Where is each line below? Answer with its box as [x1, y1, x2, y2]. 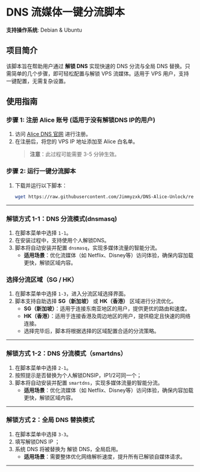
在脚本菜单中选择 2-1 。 [14, 364, 72, 371]
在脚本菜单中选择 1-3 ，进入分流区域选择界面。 [14, 290, 129, 297]
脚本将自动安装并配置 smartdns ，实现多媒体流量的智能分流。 [14, 379, 164, 386]
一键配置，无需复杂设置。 [6, 77, 69, 84]
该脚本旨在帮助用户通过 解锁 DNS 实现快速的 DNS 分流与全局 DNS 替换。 [6, 62, 186, 69]
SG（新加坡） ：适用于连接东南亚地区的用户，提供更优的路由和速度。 [23, 305, 190, 312]
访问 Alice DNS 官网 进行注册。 [14, 131, 91, 138]
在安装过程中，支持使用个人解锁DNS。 [14, 236, 110, 243]
